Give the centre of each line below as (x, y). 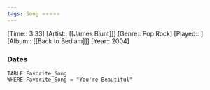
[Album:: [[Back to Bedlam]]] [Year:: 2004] (68, 41)
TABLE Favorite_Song (37, 73)
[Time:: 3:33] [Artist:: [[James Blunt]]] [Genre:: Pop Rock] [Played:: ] (105, 33)
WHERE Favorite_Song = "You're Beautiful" (70, 80)
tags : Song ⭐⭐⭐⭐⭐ (34, 14)
